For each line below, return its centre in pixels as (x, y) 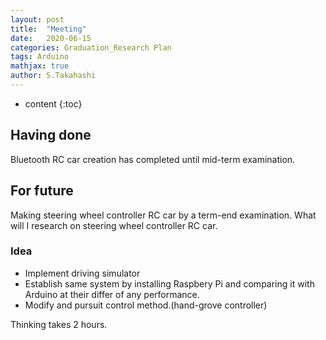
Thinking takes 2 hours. (59, 324)
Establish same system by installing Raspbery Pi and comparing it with (169, 283)
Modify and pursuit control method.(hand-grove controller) (146, 305)
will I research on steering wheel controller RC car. (114, 225)
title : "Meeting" (48, 29)
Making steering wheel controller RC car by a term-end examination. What (163, 215)
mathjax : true (40, 66)
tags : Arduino (40, 57)
